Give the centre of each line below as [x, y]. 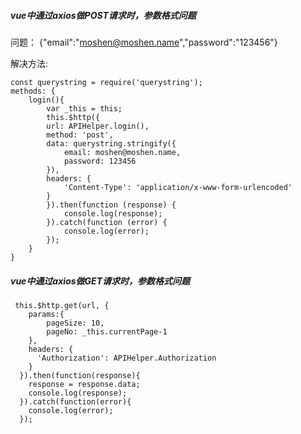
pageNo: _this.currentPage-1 [107, 331]
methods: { [33, 91]
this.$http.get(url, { [62, 305]
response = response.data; [84, 384]
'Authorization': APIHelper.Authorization [126, 358]
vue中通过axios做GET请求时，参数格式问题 [100, 281]
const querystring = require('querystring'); [106, 82]
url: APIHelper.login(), [98, 126]
